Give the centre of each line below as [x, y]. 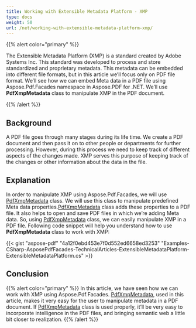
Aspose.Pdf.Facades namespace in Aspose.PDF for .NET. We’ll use [87, 87]
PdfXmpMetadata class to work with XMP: [58, 231]
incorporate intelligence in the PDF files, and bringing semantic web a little [96, 313]
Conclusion [27, 274]
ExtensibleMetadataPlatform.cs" [45, 255]
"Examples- [175, 243]
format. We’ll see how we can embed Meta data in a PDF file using [86, 81]
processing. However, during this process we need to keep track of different [98, 149]
